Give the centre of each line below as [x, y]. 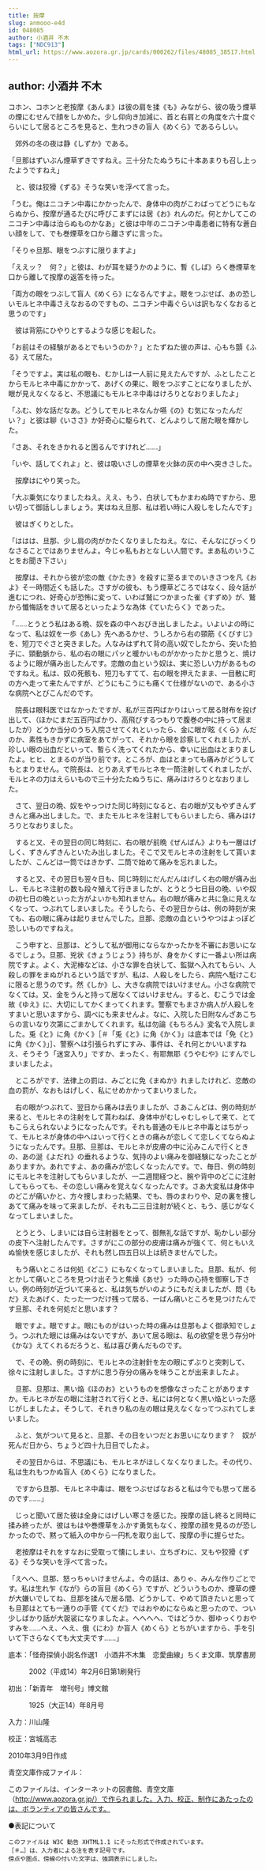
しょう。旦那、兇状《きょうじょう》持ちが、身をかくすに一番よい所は [136, 954]
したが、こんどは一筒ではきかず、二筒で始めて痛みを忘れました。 [115, 862]
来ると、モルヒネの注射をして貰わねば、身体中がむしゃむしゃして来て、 [125, 1116]
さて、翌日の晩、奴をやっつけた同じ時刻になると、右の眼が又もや [121, 805]
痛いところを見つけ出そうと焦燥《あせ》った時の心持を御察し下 [139, 1279]
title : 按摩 [26, 15]
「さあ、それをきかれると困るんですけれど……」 [87, 447]
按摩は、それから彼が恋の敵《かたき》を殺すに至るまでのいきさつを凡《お [136, 577]
